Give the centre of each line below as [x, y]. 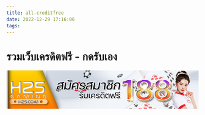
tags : [13, 26]
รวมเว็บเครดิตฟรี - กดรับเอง [62, 56]
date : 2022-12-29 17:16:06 [41, 19]
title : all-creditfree [35, 13]
